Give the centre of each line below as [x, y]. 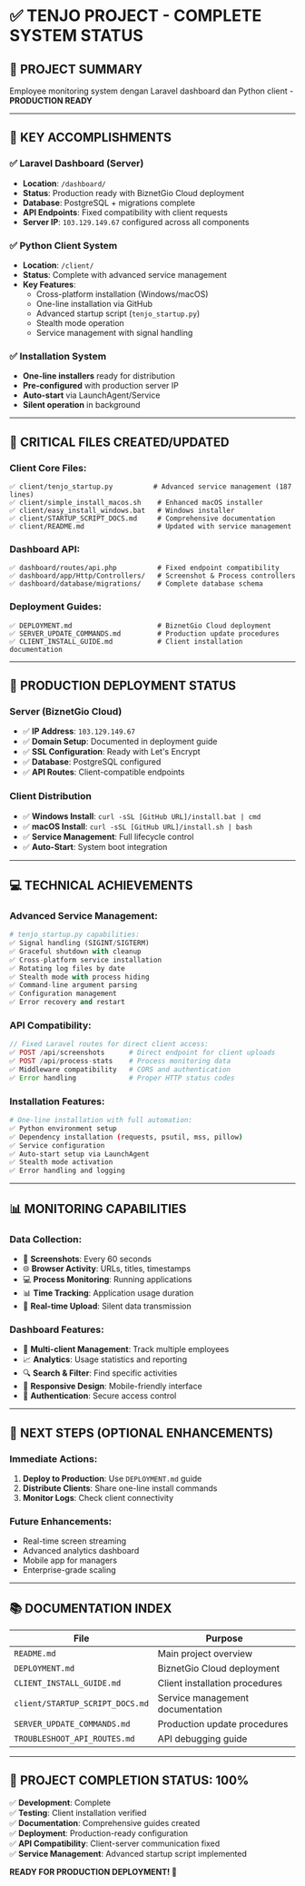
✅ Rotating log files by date [67, 968]
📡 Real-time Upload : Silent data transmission [107, 1306]
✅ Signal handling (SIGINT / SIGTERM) [79, 943]
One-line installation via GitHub [94, 303]
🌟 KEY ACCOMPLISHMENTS [91, 138]
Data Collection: [46, 1239]
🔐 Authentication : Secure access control [99, 1396]
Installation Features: [57, 1101]
